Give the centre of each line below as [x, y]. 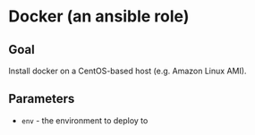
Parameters [42, 99]
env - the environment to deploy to [85, 120]
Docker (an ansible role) [99, 17]
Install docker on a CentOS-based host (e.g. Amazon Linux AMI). [127, 71]
